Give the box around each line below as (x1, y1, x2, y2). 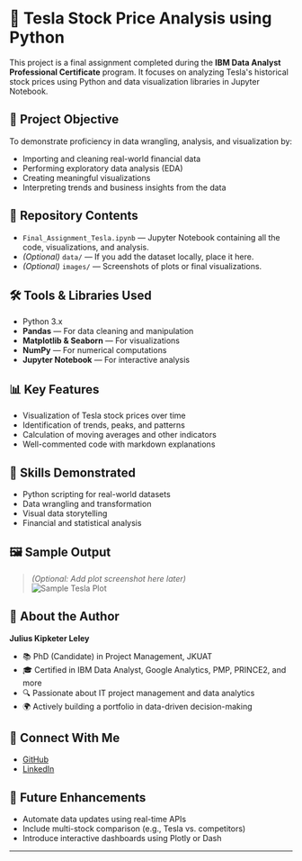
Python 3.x (22, 316, 63, 327)
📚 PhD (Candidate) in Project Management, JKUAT (22, 650, 213, 661)
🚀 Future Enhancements (9, 790, 147, 805)
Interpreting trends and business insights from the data (22, 182, 226, 193)
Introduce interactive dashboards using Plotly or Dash (22, 833, 222, 844)
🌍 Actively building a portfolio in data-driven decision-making (22, 701, 253, 711)
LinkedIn (22, 764, 55, 775)
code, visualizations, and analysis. (22, 241, 150, 252)
